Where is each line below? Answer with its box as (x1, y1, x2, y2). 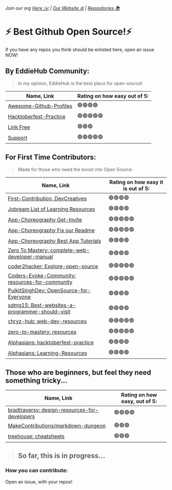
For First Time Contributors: (5, 153, 96, 161)
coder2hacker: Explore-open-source (8, 263, 98, 270)
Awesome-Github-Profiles (8, 102, 73, 110)
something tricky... (5, 376, 68, 385)
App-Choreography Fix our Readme (8, 227, 95, 234)
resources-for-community (8, 279, 73, 286)
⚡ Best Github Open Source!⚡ (5, 26, 132, 38)
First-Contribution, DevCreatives (8, 195, 87, 202)
